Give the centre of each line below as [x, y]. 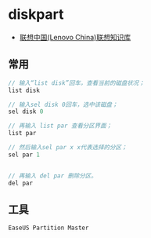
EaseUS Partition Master [49, 228]
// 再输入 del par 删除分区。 [53, 176]
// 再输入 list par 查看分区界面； [60, 126]
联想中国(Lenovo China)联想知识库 [75, 37]
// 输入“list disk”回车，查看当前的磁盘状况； [76, 83]
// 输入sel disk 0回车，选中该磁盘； [63, 104]
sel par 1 [24, 155]
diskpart [36, 15]
